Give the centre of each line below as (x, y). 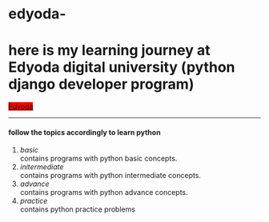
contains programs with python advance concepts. (104, 192)
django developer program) (101, 84)
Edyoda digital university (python (122, 67)
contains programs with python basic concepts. (98, 159)
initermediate (42, 167)
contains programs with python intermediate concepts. (110, 176)
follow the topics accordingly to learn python (85, 132)
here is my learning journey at (109, 51)
